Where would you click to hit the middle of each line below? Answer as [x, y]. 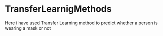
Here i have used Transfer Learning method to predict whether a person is [82, 23]
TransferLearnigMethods [58, 9]
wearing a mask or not [28, 28]
